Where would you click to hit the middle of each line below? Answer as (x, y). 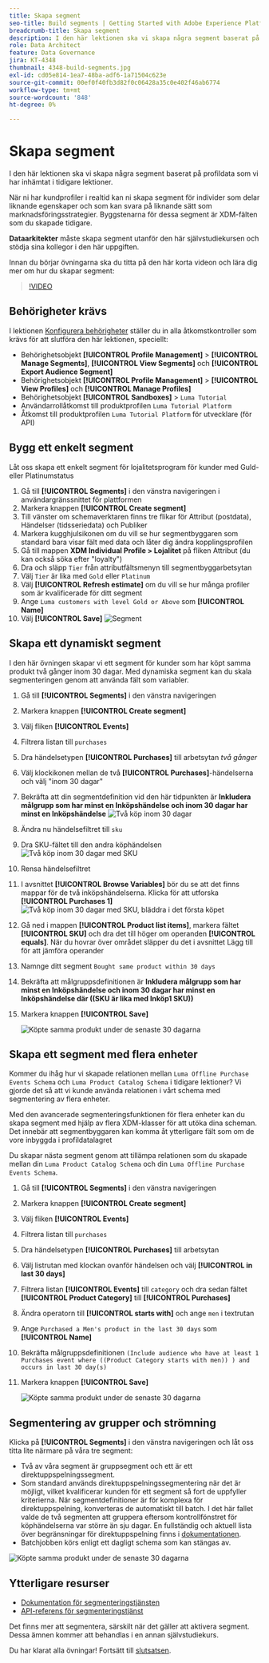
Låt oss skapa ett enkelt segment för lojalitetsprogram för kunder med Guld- (134, 467)
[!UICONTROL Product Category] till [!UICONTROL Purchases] (125, 1298)
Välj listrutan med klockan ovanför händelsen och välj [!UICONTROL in (136, 1265)
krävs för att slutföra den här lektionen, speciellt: (89, 339)
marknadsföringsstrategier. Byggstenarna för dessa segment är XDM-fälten (133, 215)
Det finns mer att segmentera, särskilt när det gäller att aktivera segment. (129, 1626)
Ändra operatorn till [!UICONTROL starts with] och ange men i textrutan (137, 1313)
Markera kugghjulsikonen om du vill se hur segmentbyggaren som (129, 533)
